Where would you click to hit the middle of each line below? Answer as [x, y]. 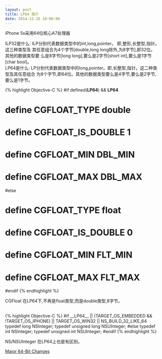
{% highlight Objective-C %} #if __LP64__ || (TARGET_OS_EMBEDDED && [79, 316]
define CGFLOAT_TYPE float [63, 210]
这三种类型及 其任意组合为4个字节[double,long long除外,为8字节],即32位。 [80, 50]
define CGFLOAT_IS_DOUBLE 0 [69, 233]
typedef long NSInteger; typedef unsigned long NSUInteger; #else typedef [80, 326]
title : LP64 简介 [22, 14]
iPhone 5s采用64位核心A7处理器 [38, 33]
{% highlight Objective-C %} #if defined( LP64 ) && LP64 [62, 90]
